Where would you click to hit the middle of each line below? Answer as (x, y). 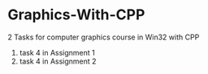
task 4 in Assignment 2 (58, 61)
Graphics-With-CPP (76, 15)
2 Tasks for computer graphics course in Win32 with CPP (104, 37)
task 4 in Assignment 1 (57, 52)
